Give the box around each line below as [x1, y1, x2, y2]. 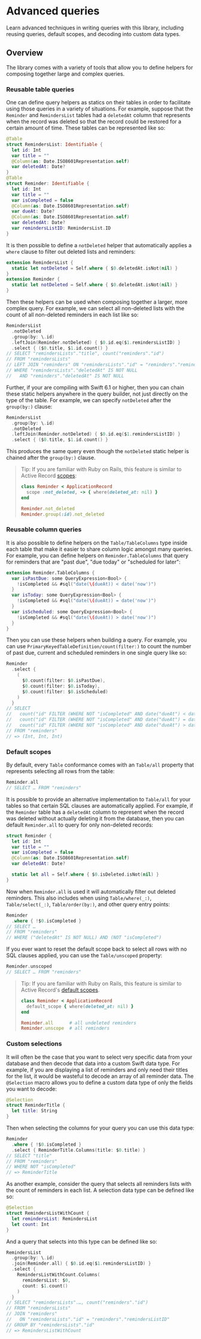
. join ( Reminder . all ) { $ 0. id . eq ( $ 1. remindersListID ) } [11, 1260, 151, 1267]
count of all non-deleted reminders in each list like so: [6, 311, 139, 319]
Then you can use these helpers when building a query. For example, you [6, 636, 187, 643]
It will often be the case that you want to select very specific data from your [6, 1053, 193, 1061]
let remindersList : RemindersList [11, 1215, 98, 1222]
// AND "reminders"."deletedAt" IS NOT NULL [6, 373, 124, 379]
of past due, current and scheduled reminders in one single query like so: [6, 649, 187, 657]
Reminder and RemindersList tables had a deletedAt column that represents [6, 112, 191, 119]
